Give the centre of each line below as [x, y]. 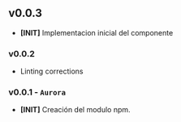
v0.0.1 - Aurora [37, 92]
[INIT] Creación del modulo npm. [75, 110]
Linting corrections [52, 71]
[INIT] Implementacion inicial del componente [97, 32]
